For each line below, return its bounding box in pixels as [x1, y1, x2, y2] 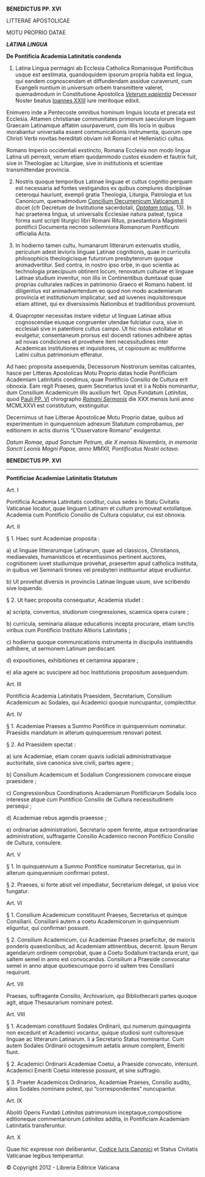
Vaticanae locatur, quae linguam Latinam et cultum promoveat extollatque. [6, 504, 193, 512]
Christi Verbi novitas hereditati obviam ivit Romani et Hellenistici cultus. [6, 135, 185, 142]
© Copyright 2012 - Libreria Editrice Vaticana [6, 1164, 120, 1171]
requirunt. [6, 969, 31, 976]
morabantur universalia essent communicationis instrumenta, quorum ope [6, 128, 192, 135]
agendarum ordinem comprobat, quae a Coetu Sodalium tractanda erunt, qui [6, 949, 199, 956]
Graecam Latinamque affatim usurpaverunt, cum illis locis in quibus [6, 122, 176, 129]
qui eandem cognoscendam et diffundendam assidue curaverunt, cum [15, 78, 192, 84]
